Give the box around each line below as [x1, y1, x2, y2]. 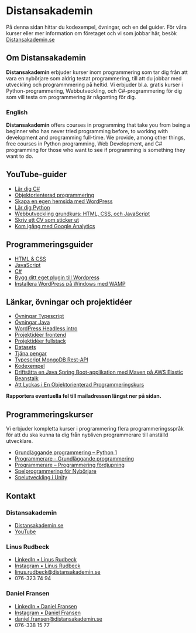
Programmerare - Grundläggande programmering [14, 455, 135, 462]
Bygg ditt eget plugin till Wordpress [14, 274, 99, 281]
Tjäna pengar [14, 350, 47, 357]
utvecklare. [6, 438, 33, 445]
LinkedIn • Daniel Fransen [14, 602, 77, 610]
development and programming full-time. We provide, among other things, [6, 134, 185, 141]
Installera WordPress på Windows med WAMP [14, 280, 126, 287]
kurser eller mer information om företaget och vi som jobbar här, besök [6, 29, 177, 36]
